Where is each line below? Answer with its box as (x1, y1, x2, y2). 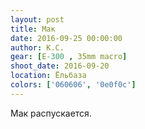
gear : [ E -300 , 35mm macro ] (10, 52, 128, 62)
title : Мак (10, 24, 56, 34)
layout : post (10, 14, 65, 25)
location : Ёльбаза (10, 71, 87, 81)
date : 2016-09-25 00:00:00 (10, 33, 123, 43)
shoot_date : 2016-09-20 (10, 61, 110, 71)
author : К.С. (10, 42, 65, 53)
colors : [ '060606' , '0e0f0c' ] (10, 80, 137, 90)
